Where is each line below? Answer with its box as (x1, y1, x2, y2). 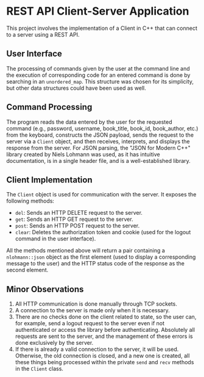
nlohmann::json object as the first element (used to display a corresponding (6, 253, 196, 260)
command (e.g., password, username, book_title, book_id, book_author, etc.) (6, 124, 199, 132)
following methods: (6, 197, 55, 205)
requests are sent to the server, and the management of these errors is (15, 332, 193, 340)
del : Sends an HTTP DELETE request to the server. (15, 209, 143, 217)
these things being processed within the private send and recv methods (15, 359, 194, 366)
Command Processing (6, 102, 93, 112)
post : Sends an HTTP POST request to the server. (15, 222, 140, 229)
